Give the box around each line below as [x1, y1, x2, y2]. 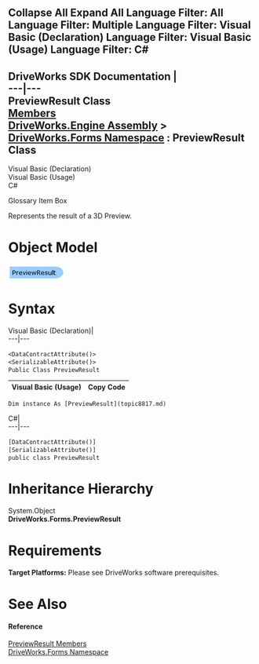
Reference [8, 622, 43, 631]
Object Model [8, 239, 98, 257]
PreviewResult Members [8, 639, 87, 648]
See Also [8, 596, 67, 613]
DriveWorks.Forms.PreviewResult [8, 514, 122, 524]
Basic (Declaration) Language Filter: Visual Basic [8, 31, 252, 44]
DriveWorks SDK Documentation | [8, 70, 177, 83]
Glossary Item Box [8, 196, 67, 206]
